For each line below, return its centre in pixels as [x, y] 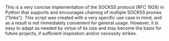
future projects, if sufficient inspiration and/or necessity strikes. [71, 33]
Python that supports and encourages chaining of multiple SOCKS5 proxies [83, 12]
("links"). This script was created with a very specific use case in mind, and [84, 18]
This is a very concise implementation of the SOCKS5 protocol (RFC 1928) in [84, 7]
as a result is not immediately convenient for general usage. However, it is [82, 23]
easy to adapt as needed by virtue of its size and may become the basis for [83, 28]
